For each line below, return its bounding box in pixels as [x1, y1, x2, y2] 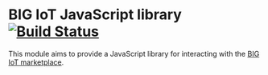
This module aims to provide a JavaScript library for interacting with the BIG [8, 49, 260, 58]
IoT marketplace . [8, 57, 64, 67]
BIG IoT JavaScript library [8, 6, 183, 24]
